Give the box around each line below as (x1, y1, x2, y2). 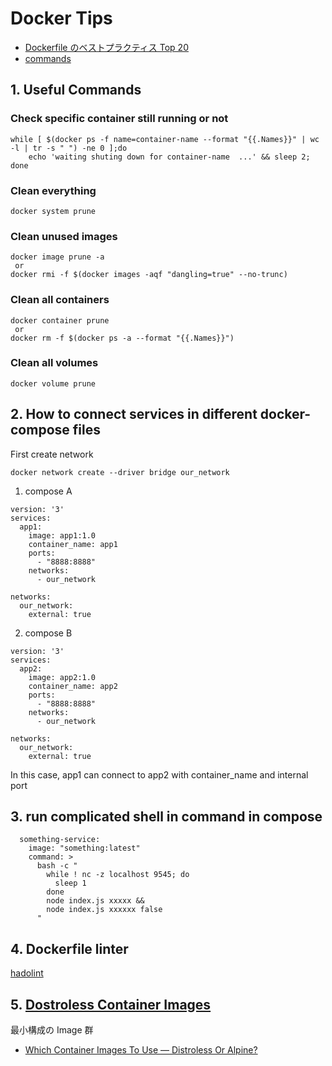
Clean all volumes (10, 356, 99, 370)
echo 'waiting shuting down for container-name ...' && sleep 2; (28, 152, 311, 162)
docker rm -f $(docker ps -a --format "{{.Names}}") (10, 333, 235, 343)
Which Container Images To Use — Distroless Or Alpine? (24, 1044, 258, 1056)
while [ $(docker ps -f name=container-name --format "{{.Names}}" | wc (10, 134, 320, 144)
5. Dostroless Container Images (10, 996, 212, 1013)
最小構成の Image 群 (10, 1024, 94, 1036)
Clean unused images (10, 229, 118, 243)
